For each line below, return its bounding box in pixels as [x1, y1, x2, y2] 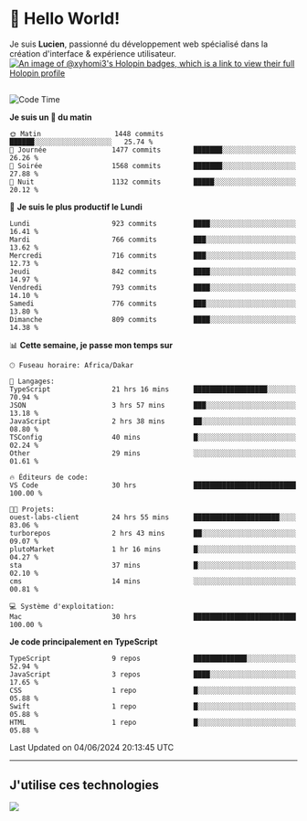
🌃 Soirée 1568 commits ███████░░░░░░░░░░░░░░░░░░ [9, 162, 297, 171]
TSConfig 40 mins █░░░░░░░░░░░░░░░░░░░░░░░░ [9, 433, 297, 442]
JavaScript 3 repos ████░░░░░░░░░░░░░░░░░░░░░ [9, 670, 297, 679]
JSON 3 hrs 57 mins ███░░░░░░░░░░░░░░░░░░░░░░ [9, 401, 297, 410]
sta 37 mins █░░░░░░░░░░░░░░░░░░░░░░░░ [9, 561, 297, 570]
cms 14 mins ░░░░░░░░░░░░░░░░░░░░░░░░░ [9, 577, 297, 586]
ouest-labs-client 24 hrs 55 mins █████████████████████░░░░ [9, 513, 297, 522]
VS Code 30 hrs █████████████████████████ [9, 481, 297, 490]
